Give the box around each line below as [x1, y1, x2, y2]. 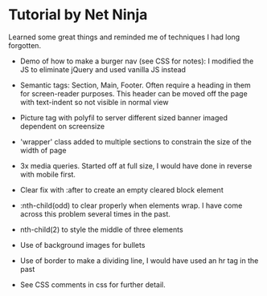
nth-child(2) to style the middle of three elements [19, 225, 183, 234]
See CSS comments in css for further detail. [19, 279, 166, 290]
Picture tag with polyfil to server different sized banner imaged [19, 112, 228, 122]
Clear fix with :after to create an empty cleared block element [19, 184, 224, 194]
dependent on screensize [19, 121, 105, 131]
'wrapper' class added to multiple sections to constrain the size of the [19, 136, 252, 146]
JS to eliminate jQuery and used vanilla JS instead [19, 64, 187, 74]
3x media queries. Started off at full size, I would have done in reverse [19, 160, 253, 170]
